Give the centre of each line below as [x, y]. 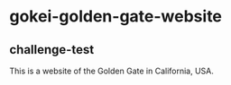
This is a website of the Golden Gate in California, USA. [112, 71]
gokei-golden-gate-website [116, 17]
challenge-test [52, 50]
